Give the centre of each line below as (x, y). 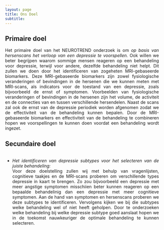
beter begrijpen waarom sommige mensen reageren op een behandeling (82, 61)
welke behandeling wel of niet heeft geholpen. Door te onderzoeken (85, 207)
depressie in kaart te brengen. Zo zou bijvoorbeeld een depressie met (85, 181)
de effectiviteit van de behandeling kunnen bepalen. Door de (75, 113)
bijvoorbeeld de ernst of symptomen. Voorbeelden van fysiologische (82, 92)
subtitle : (15, 19)
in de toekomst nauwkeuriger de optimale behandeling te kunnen (85, 218)
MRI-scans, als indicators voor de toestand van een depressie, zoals (82, 87)
